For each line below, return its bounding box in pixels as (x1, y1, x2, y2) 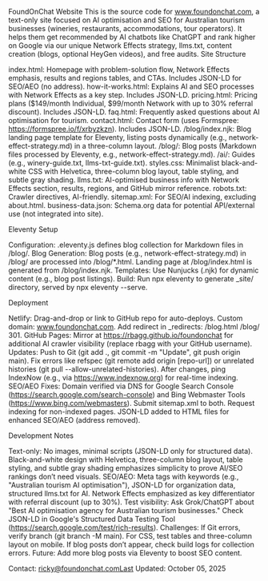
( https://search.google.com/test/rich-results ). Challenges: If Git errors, (8, 523, 241, 532)
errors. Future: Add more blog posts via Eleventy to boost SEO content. (8, 548, 242, 558)
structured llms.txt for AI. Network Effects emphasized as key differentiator (8, 489, 255, 498)
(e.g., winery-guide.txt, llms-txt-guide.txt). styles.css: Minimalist (8, 158, 220, 167)
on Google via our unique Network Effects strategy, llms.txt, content (8, 41, 232, 50)
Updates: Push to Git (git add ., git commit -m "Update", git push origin (8, 348, 241, 356)
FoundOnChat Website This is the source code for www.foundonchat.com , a (8, 7, 260, 16)
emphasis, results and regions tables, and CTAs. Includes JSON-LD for (8, 74, 242, 82)
